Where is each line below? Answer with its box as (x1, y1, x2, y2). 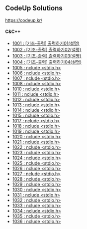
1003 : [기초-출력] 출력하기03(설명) (12, 53, 82, 59)
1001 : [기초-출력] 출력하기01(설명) (12, 40, 80, 46)
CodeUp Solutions (5, 4, 63, 12)
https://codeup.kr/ (5, 17, 43, 23)
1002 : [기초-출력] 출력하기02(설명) (12, 47, 82, 53)
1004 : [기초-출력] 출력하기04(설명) (12, 59, 82, 65)
